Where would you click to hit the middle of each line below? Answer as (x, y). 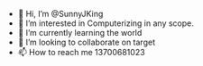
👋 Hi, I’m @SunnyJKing (60, 14)
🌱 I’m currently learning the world (80, 33)
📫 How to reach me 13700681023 (82, 52)
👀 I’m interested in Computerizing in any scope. (106, 23)
